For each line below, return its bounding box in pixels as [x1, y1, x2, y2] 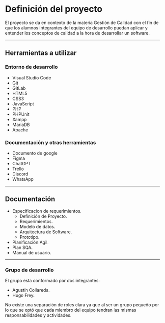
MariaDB [12, 122, 30, 127]
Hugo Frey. [12, 293, 35, 298]
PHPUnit [12, 111, 29, 117]
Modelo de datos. [19, 224, 55, 229]
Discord [12, 171, 28, 177]
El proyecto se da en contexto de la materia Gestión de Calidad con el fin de [5, 20, 159, 25]
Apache [12, 126, 28, 133]
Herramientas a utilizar [5, 49, 77, 57]
